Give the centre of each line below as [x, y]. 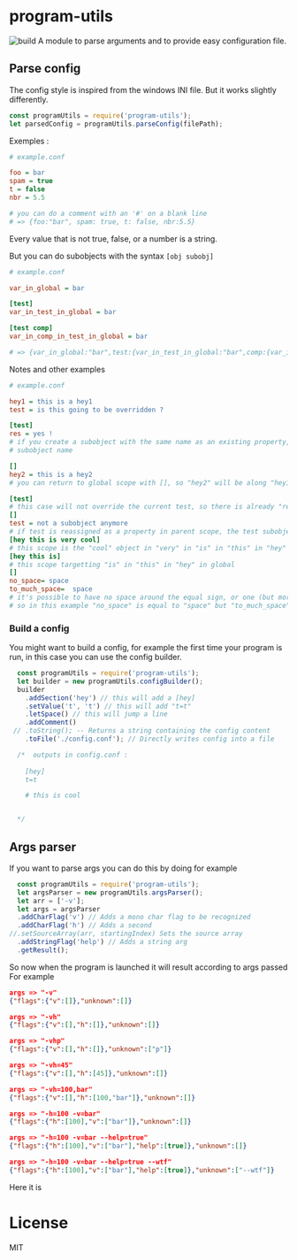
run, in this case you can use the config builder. [96, 657]
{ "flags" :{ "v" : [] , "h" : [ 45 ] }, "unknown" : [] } [88, 1073]
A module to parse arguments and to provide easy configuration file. [163, 41]
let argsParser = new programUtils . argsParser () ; [110, 892]
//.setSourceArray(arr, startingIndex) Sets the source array [126, 934]
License [39, 1223]
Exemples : [29, 141]
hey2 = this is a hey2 [51, 474]
